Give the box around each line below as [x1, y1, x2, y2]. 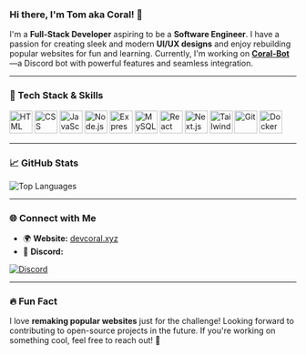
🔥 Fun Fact [9, 295, 57, 308]
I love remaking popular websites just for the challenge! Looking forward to [9, 316, 294, 327]
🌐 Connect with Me [9, 211, 97, 224]
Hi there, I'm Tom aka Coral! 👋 [9, 8, 143, 21]
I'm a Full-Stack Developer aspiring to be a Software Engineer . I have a [9, 29, 280, 40]
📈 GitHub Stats [9, 157, 79, 169]
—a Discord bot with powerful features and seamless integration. [9, 58, 253, 69]
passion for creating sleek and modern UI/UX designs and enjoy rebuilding [9, 38, 291, 49]
